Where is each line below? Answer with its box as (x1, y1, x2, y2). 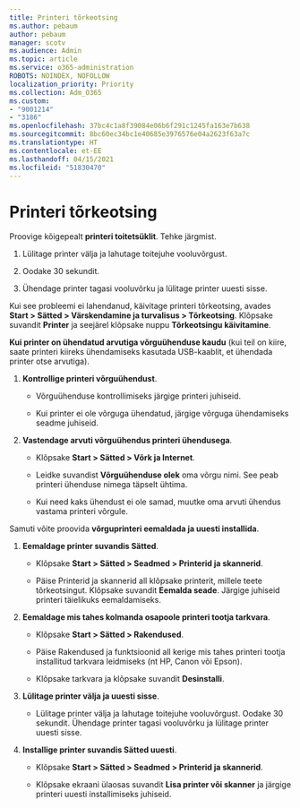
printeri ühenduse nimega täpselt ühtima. (35, 479, 188, 490)
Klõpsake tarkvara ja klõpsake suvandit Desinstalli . (35, 674, 225, 684)
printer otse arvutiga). (9, 356, 90, 367)
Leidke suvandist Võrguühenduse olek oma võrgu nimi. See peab (35, 469, 279, 480)
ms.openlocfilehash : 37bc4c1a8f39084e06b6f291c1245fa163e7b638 (9, 122, 251, 131)
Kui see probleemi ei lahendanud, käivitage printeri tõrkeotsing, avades (9, 301, 271, 312)
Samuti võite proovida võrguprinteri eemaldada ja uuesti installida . (9, 523, 260, 534)
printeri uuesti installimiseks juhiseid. (35, 789, 172, 800)
